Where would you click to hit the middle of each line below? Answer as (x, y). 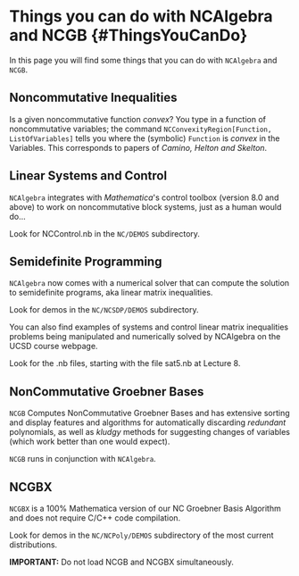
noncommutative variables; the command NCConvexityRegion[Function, (141, 129)
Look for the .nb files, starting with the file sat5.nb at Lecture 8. (125, 363)
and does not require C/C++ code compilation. (95, 518)
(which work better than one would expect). (90, 442)
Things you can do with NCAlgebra (141, 17)
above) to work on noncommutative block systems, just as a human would (145, 206)
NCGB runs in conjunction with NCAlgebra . (83, 459)
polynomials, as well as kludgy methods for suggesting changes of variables (149, 432)
